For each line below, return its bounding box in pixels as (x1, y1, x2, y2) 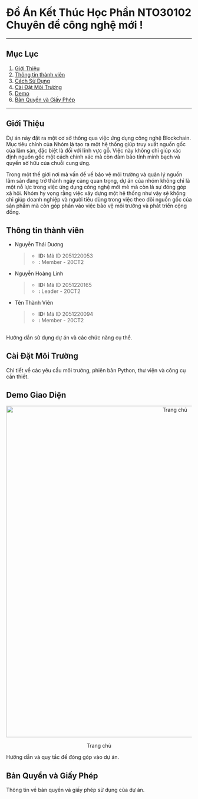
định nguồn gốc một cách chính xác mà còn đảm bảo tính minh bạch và (6, 153, 180, 160)
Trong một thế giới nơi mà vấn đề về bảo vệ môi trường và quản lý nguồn (6, 171, 183, 178)
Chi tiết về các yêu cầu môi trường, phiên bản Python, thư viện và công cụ (6, 367, 186, 374)
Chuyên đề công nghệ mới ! (6, 18, 143, 32)
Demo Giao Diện (6, 389, 67, 400)
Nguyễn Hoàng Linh (14, 270, 64, 277)
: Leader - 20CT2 (38, 288, 81, 295)
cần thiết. (6, 373, 29, 380)
